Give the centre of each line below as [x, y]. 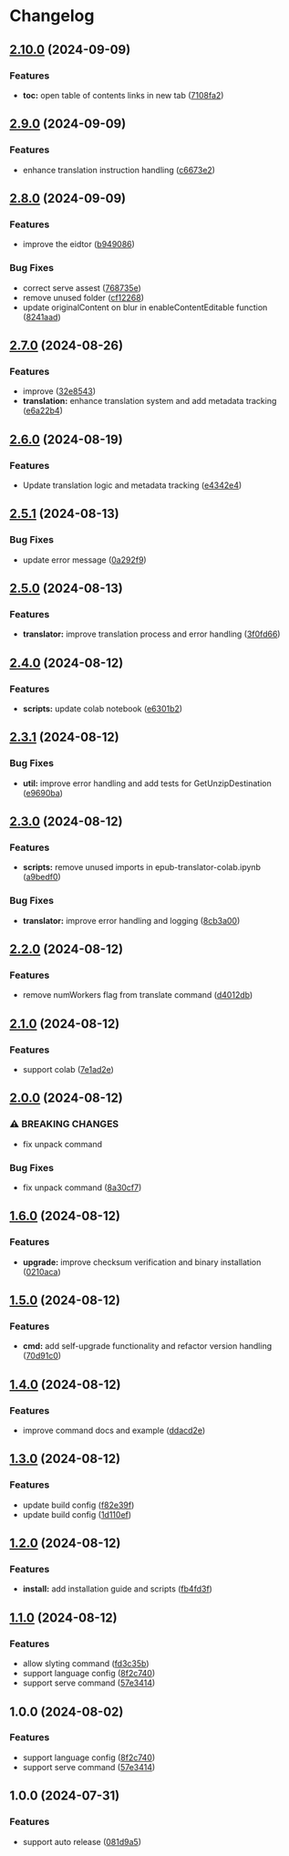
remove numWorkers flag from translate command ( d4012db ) [138, 995]
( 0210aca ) [41, 1271]
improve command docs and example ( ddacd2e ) [114, 1431]
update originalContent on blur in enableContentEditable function [145, 307]
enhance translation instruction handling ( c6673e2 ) [119, 170]
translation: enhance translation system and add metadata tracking [150, 401]
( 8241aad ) [41, 316]
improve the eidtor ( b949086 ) [78, 244]
